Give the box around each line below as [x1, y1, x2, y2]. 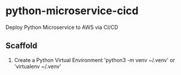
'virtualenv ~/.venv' [14, 63, 61, 70]
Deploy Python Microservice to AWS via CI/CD [5, 24, 119, 31]
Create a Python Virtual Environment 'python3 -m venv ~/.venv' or [14, 56, 175, 63]
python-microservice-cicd [5, 4, 139, 18]
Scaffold [5, 41, 38, 51]
